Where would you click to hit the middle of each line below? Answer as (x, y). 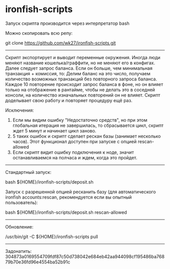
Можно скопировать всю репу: (39, 33)
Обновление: (19, 227)
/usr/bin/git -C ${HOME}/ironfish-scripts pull (52, 237)
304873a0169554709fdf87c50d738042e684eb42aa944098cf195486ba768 (85, 256)
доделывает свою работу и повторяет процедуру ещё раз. (69, 100)
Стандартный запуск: (28, 172)
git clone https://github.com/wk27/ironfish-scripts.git (61, 43)
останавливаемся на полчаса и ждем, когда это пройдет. (75, 157)
